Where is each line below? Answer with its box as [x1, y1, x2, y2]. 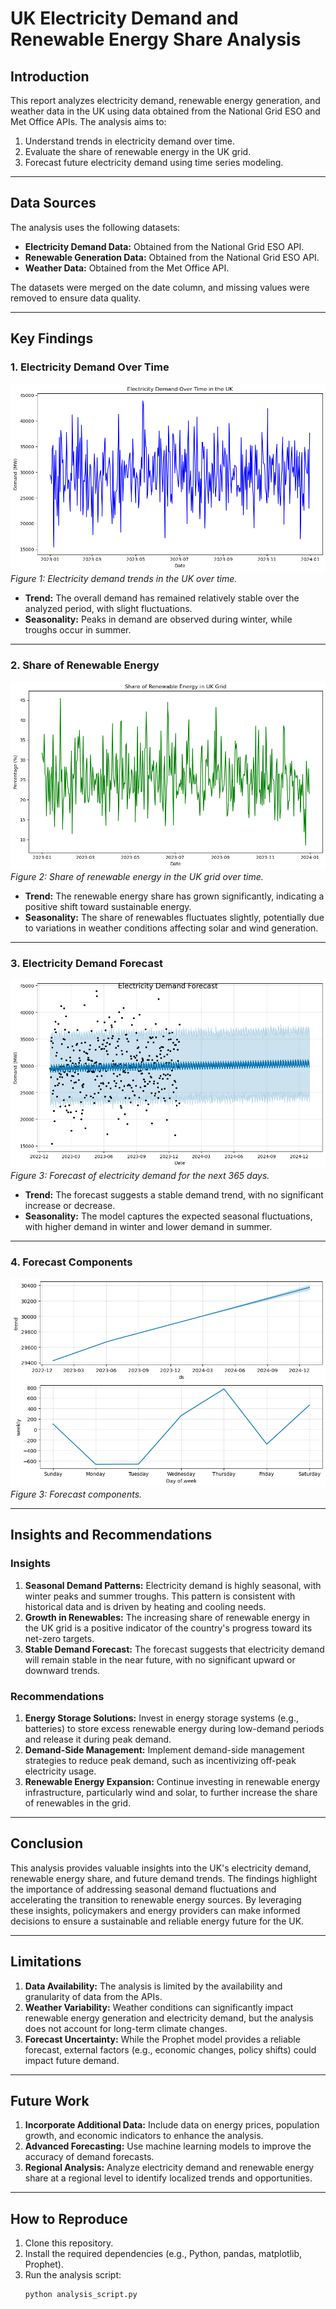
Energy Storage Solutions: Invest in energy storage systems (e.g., [24, 1712, 299, 1724]
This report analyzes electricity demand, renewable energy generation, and [10, 95, 321, 106]
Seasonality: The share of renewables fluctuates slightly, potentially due [24, 912, 325, 924]
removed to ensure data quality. [10, 292, 142, 304]
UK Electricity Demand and [10, 7, 239, 30]
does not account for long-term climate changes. [24, 2022, 228, 2034]
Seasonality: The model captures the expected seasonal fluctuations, [24, 1210, 313, 1222]
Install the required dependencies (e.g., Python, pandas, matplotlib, [24, 2248, 303, 2260]
